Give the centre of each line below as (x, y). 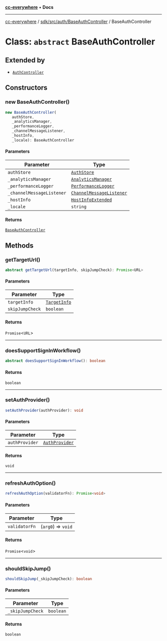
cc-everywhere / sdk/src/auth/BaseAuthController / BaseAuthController (78, 21)
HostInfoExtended (92, 200)
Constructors (26, 88)
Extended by (25, 60)
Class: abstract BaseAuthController (80, 42)
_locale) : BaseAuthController (43, 140)
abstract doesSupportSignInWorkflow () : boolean (55, 361)
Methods (19, 245)
